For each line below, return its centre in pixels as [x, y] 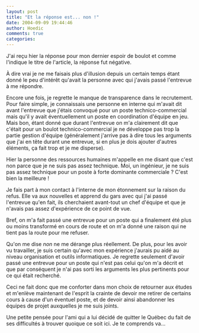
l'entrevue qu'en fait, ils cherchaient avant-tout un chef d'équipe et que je [96, 202]
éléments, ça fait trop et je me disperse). [55, 148]
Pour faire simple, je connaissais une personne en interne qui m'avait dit [94, 104]
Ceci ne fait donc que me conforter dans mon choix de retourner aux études [99, 287]
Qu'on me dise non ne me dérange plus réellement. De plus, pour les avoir [97, 244]
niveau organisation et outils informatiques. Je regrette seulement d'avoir [95, 257]
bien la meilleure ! [28, 178]
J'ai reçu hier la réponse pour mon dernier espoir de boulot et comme [91, 56]
